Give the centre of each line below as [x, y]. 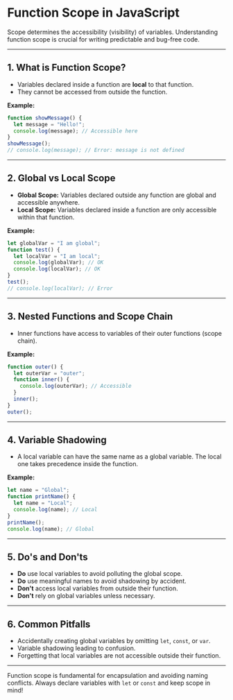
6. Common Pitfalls [49, 624]
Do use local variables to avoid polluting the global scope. [100, 574]
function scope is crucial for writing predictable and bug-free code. [103, 39]
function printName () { [42, 497]
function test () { [34, 250]
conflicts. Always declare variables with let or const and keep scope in [109, 683]
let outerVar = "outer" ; [49, 373]
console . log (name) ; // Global [51, 529]
